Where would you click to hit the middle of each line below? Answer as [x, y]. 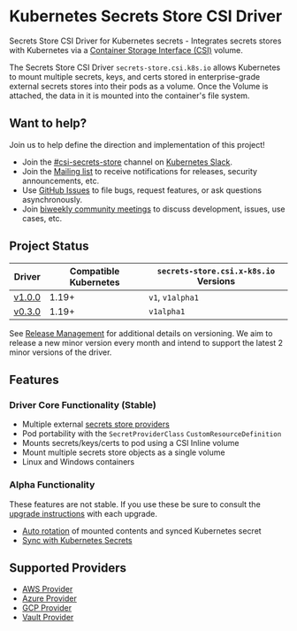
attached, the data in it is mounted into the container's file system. [129, 96]
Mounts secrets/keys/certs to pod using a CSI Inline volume [130, 443]
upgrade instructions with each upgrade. [83, 513]
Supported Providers [68, 568]
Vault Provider [48, 618]
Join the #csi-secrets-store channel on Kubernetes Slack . [127, 162]
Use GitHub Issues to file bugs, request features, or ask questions [142, 190]
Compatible [95, 271]
